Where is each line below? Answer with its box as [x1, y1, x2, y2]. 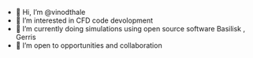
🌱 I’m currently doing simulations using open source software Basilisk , [15, 24, 246, 33]
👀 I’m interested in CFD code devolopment [15, 16, 154, 25]
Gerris [15, 32, 37, 42]
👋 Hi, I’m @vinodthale [15, 8, 86, 16]
